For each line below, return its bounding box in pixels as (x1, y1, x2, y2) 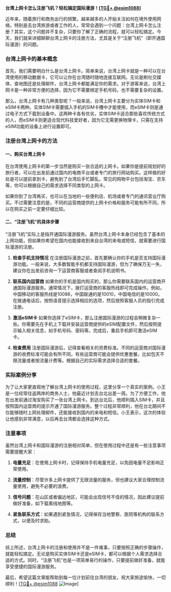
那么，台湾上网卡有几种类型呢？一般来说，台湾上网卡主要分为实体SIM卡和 (5, 98, 161, 104)
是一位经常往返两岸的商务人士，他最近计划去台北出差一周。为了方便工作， (5, 390, 161, 396)
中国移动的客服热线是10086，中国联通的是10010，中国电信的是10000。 (12, 291, 163, 297)
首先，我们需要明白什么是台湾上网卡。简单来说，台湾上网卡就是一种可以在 (5, 68, 161, 74)
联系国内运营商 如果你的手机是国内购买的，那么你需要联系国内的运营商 (12, 278, 161, 284)
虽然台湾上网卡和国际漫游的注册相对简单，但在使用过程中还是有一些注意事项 (5, 442, 166, 449)
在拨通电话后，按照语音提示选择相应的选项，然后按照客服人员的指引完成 (12, 297, 164, 303)
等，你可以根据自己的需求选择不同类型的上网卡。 (5, 182, 108, 188)
